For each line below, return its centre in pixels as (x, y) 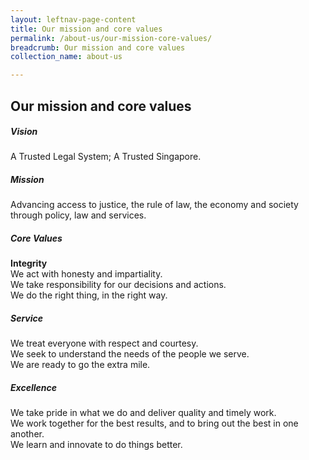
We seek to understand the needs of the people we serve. (130, 354)
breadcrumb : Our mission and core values (98, 47)
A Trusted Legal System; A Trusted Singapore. (106, 157)
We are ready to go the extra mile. (80, 365)
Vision (24, 132)
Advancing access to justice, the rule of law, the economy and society (154, 205)
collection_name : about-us (66, 57)
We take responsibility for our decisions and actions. (118, 285)
